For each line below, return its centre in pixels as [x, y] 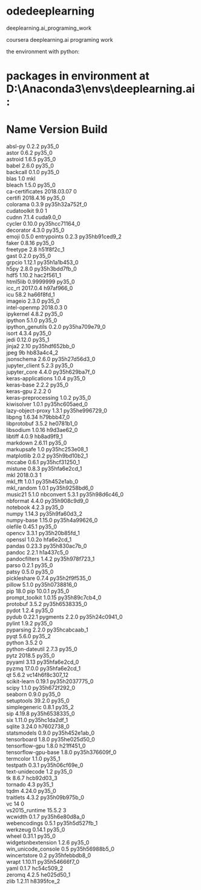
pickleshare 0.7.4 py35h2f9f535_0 [49, 578]
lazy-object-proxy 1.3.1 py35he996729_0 [57, 411]
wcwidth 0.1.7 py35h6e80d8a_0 [46, 817]
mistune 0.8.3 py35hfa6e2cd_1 [44, 469]
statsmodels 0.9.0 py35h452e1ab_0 [51, 733]
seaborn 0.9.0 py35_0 [34, 694]
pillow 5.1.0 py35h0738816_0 [42, 585]
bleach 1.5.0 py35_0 [31, 185]
